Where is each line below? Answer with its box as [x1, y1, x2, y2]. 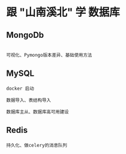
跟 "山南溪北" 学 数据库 [6, 5, 120, 19]
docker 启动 [6, 85, 34, 91]
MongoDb [6, 29, 44, 40]
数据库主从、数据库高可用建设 [6, 109, 69, 115]
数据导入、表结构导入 [6, 97, 51, 103]
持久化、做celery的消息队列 [6, 142, 67, 148]
